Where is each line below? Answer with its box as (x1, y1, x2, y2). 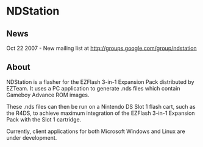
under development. (6, 134, 57, 141)
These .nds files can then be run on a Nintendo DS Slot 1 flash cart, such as (6, 103, 196, 110)
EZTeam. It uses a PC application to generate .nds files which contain (6, 84, 180, 92)
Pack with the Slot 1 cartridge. (6, 115, 82, 123)
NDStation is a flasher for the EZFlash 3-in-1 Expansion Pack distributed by (6, 78, 194, 86)
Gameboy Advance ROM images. (6, 91, 90, 98)
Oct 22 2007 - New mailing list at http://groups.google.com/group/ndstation (6, 44, 197, 52)
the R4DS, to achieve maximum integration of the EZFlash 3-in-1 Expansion (6, 109, 195, 117)
